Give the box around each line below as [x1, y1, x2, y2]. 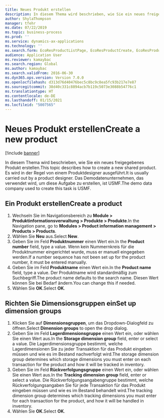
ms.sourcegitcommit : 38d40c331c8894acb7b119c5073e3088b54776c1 [5, 84, 137, 89]
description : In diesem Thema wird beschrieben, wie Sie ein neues [5, 12, 145, 17]
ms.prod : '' [5, 35, 29, 40]
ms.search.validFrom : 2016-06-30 [5, 71, 73, 76]
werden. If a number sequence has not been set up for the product [12, 254, 145, 260]
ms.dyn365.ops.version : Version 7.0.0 [5, 75, 84, 80]
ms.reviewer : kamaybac [5, 57, 51, 62]
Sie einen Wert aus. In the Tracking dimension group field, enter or [12, 372, 147, 377]
